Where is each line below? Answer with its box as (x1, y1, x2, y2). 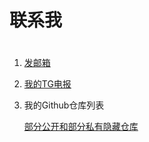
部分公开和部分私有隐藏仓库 (23, 121, 139, 133)
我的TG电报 (23, 78, 72, 90)
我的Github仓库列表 (23, 99, 105, 111)
